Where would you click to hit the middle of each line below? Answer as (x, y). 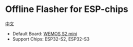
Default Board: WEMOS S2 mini (45, 33)
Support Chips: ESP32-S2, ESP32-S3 (51, 39)
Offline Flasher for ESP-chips (67, 9)
